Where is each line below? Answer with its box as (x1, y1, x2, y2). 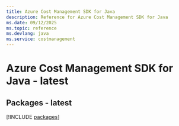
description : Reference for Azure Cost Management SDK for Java (6, 14, 168, 20)
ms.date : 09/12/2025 (6, 20, 57, 25)
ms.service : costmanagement (6, 36, 76, 42)
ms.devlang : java (6, 31, 49, 37)
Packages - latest (6, 98, 72, 108)
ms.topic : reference (6, 25, 57, 31)
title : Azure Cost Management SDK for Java (6, 8, 116, 15)
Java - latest (6, 75, 69, 88)
